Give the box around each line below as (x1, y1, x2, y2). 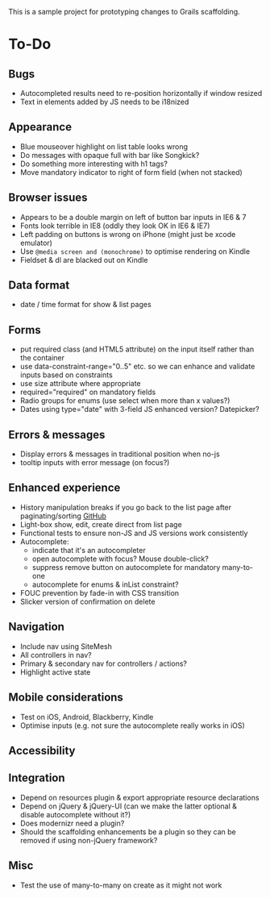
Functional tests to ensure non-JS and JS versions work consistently (19, 528, 248, 538)
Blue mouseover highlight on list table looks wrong (19, 141, 188, 152)
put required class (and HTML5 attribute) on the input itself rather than (19, 344, 255, 354)
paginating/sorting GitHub (19, 511, 107, 521)
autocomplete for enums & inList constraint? (31, 580, 179, 589)
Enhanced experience (8, 481, 121, 495)
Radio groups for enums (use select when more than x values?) (19, 396, 231, 405)
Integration (8, 771, 66, 785)
